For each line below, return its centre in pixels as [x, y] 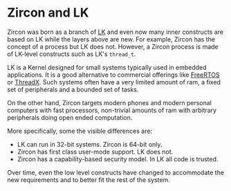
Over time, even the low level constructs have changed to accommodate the [116, 172]
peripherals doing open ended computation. [70, 117]
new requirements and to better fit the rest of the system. [89, 180]
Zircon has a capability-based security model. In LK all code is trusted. [118, 159]
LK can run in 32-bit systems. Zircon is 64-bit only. [90, 144]
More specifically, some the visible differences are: [80, 131]
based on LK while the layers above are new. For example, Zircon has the [111, 39]
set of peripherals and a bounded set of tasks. [73, 89]
